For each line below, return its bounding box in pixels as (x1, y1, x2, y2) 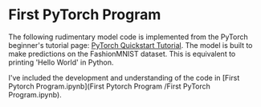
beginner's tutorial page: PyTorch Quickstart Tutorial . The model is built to (8, 40, 253, 50)
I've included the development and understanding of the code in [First (8, 73, 240, 82)
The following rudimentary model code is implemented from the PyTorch (8, 32, 249, 42)
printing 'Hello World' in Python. (8, 57, 114, 67)
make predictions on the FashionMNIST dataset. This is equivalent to (8, 49, 236, 58)
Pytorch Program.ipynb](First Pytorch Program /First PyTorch (8, 81, 211, 91)
